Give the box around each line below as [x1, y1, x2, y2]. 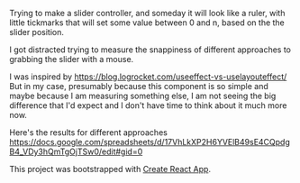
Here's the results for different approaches [9, 127, 168, 138]
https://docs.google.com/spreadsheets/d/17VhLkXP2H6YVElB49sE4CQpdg [9, 137, 291, 147]
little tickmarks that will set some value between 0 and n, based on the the [9, 17, 286, 28]
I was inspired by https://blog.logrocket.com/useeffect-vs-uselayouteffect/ [9, 71, 287, 82]
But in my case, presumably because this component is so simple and [9, 81, 268, 91]
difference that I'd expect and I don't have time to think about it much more [9, 100, 287, 111]
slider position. [9, 27, 65, 37]
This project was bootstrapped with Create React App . [9, 164, 212, 174]
